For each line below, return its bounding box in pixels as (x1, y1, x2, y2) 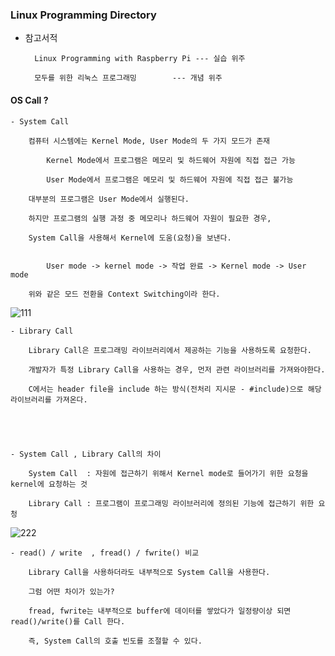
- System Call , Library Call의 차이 (10, 449, 162, 459)
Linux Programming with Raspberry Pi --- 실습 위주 (34, 54, 246, 64)
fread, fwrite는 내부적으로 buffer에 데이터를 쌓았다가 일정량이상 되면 (28, 606, 292, 616)
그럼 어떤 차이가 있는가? (28, 586, 115, 597)
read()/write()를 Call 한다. (10, 616, 126, 627)
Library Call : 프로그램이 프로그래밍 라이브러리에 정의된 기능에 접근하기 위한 (28, 498, 315, 508)
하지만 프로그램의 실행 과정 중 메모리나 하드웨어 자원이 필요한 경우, (28, 213, 272, 223)
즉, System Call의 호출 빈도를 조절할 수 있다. (28, 636, 203, 646)
